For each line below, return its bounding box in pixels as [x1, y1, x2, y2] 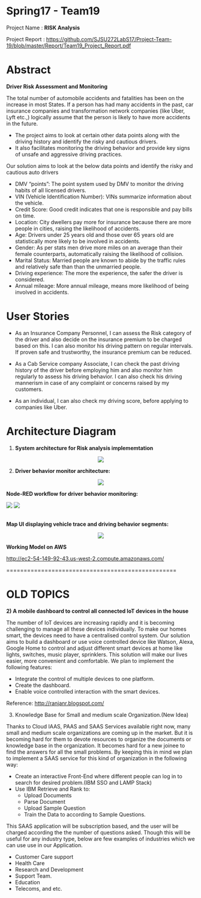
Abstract [6, 63, 51, 77]
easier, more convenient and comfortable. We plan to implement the [6, 657, 174, 664]
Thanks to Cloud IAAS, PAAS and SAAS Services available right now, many [6, 722, 191, 730]
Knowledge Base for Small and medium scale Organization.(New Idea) [14, 711, 189, 718]
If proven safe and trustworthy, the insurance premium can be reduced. [14, 348, 192, 355]
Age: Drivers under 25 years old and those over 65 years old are [14, 231, 174, 238]
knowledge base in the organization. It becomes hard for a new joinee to [6, 742, 185, 749]
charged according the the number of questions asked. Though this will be [6, 828, 191, 836]
